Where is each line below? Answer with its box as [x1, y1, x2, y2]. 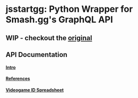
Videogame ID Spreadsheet [5, 87, 64, 93]
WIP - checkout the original [5, 34, 93, 42]
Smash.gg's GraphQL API [5, 14, 114, 25]
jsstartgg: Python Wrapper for [5, 3, 133, 15]
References [5, 76, 30, 82]
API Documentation [5, 50, 68, 59]
